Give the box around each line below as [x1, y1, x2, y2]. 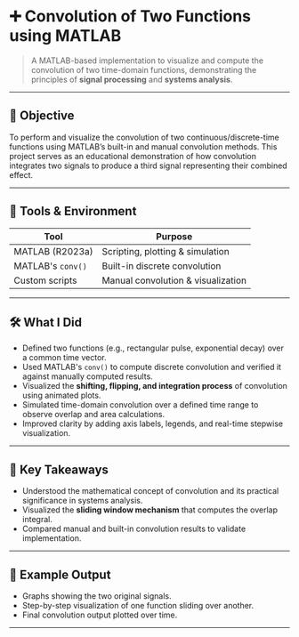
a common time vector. [21, 352, 107, 363]
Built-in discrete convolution [101, 260, 222, 272]
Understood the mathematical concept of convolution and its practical [21, 486, 279, 496]
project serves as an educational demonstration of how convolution [9, 150, 256, 161]
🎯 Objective [9, 109, 75, 124]
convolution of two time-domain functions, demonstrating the [30, 64, 257, 75]
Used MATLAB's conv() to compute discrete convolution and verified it [21, 362, 282, 373]
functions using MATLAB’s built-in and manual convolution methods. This [9, 141, 278, 152]
